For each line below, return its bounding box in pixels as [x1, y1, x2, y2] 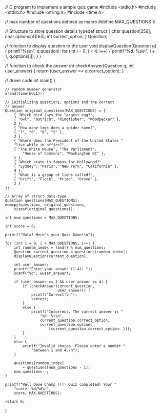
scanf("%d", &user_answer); [14, 271, 71, 276]
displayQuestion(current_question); [14, 254, 89, 259]
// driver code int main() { [5, 78, 56, 83]
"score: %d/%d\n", [14, 386, 51, 391]
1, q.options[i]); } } [5, 53, 41, 59]
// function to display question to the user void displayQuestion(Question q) [5, 43, 157, 48]
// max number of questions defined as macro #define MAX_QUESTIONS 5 [5, 19, 155, 24]
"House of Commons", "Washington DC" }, [22, 151, 106, 156]
